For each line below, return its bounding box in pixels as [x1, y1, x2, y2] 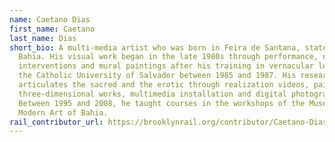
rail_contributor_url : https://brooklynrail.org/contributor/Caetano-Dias [9, 117, 328, 127]
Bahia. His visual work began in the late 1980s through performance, [18, 52, 319, 62]
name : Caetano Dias [9, 14, 91, 25]
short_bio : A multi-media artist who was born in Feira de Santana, [9, 42, 301, 53]
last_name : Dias [9, 33, 77, 43]
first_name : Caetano [9, 24, 96, 34]
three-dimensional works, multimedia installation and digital [18, 89, 287, 99]
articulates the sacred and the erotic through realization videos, [18, 80, 310, 90]
